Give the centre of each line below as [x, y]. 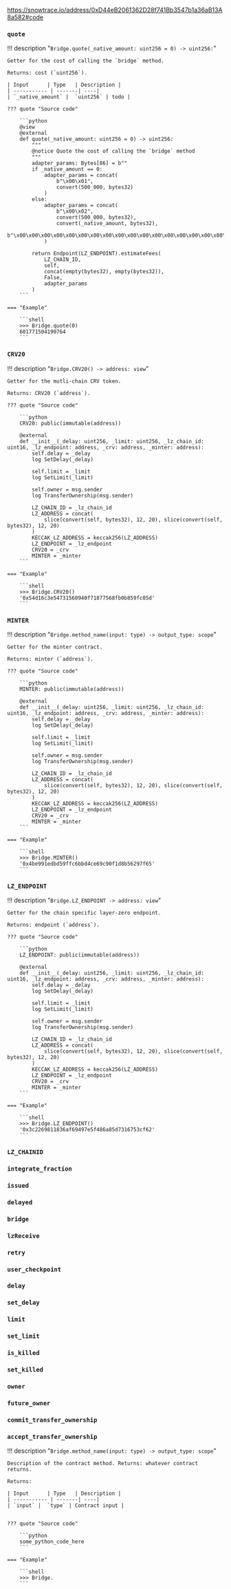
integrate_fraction [40, 1169]
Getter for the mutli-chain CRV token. [64, 381]
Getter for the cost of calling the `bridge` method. [86, 61]
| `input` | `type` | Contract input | [66, 1506]
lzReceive [23, 1236]
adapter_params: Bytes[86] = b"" [80, 163]
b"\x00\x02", [75, 212]
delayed [20, 1202]
